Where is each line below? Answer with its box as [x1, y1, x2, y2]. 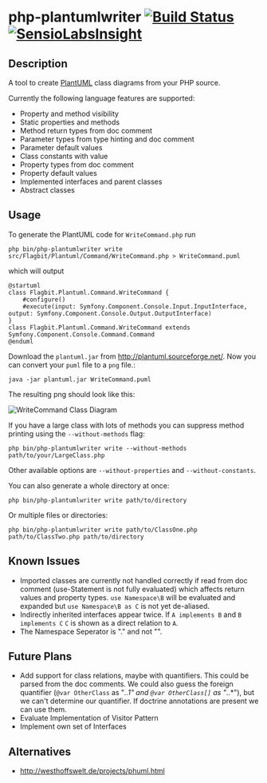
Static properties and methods [19, 117, 120, 127]
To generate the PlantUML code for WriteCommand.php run [8, 229, 196, 239]
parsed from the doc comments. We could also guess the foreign [19, 679, 234, 689]
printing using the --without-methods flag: [8, 428, 145, 439]
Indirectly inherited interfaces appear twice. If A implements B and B [19, 610, 241, 619]
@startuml [8, 281, 41, 289]
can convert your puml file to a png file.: [8, 360, 135, 369]
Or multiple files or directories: [8, 510, 108, 519]
